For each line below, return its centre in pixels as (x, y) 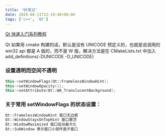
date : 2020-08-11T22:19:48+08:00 (40, 15)
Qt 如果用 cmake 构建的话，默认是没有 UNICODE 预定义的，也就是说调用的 (83, 45)
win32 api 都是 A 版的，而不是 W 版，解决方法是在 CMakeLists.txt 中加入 (80, 51)
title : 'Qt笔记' (21, 10)
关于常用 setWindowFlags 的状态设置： (53, 104)
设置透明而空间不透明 (31, 71)
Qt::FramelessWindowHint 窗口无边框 (42, 115)
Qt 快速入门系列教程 (26, 34)
